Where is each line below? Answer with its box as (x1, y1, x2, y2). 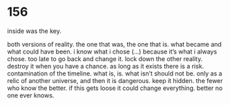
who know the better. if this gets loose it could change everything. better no (7, 84, 223, 92)
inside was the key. (7, 27, 62, 35)
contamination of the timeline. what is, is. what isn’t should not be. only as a (7, 69, 222, 78)
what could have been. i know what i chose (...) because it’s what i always (7, 47, 218, 56)
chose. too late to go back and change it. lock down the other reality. (7, 54, 203, 62)
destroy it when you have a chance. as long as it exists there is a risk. (7, 62, 204, 70)
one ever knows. (7, 91, 55, 100)
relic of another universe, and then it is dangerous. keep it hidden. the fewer (7, 76, 223, 84)
